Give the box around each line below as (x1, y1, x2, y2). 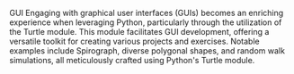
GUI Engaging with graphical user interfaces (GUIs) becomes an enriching (9, 8, 284, 18)
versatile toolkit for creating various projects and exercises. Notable (9, 36, 260, 46)
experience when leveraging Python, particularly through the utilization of (9, 17, 282, 28)
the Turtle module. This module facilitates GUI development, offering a (9, 27, 270, 37)
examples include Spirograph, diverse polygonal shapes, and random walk (9, 45, 286, 56)
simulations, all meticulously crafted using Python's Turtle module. (9, 55, 255, 65)
